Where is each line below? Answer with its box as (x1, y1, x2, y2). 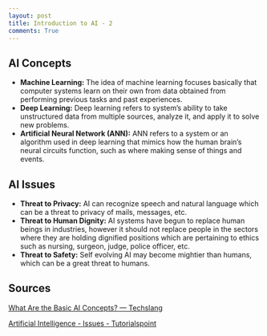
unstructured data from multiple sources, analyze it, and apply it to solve (19, 111, 260, 121)
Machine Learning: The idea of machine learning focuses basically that (19, 78, 257, 87)
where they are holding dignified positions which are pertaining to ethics (19, 233, 259, 242)
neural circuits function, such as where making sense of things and (19, 146, 242, 156)
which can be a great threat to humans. (19, 258, 150, 268)
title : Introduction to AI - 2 (8, 19, 113, 27)
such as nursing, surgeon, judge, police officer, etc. (19, 241, 190, 251)
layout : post (8, 11, 52, 20)
